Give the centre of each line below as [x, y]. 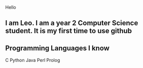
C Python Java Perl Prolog [33, 60]
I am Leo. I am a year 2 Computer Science [72, 23]
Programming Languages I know [58, 48]
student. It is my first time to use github [69, 31]
